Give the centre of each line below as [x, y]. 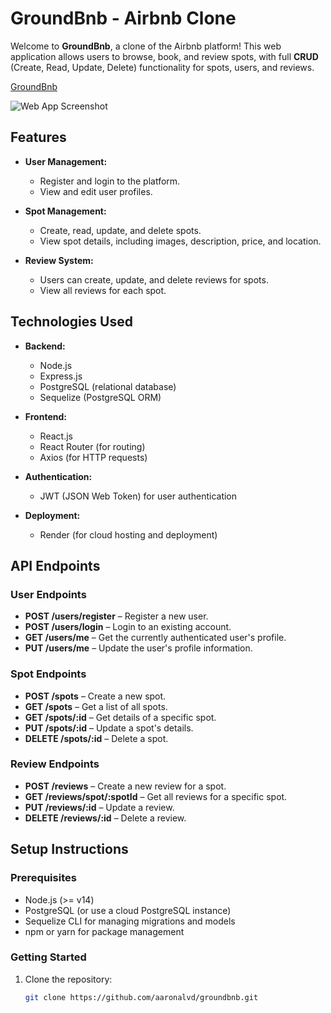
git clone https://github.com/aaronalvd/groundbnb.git [141, 997]
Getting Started [48, 957]
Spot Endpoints [48, 674]
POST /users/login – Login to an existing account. [128, 627]
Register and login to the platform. [110, 181]
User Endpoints [48, 594]
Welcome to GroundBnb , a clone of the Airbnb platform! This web [146, 46]
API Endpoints [55, 565]
